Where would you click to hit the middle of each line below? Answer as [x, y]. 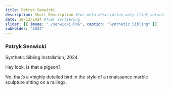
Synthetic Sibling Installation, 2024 [41, 57]
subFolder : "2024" [25, 29]
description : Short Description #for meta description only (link [77, 15]
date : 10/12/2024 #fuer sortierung [43, 19]
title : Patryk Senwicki [30, 10]
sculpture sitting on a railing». [36, 82]
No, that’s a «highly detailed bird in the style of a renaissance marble [77, 77]
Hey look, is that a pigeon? [33, 67]
